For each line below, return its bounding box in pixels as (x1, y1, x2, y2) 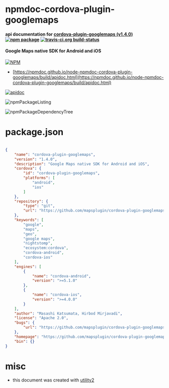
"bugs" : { (14, 320, 35, 325)
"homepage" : (14, 334, 39, 339)
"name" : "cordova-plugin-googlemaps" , (14, 152, 96, 157)
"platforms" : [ (23, 175, 55, 180)
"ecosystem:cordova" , (23, 245, 69, 251)
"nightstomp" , (23, 241, 53, 246)
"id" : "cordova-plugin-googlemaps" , (23, 171, 100, 176)
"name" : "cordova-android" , (32, 273, 92, 278)
